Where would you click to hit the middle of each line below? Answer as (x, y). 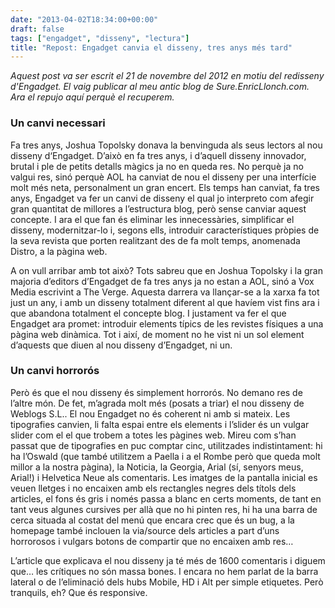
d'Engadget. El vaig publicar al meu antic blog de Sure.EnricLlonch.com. (160, 87)
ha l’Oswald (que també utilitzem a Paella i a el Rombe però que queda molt (165, 456)
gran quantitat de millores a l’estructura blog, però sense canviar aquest (158, 208)
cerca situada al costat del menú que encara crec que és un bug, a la (152, 520)
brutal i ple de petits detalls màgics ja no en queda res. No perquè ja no (157, 166)
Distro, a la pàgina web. (59, 251)
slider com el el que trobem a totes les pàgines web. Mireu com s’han (153, 435)
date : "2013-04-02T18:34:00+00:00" (84, 19)
